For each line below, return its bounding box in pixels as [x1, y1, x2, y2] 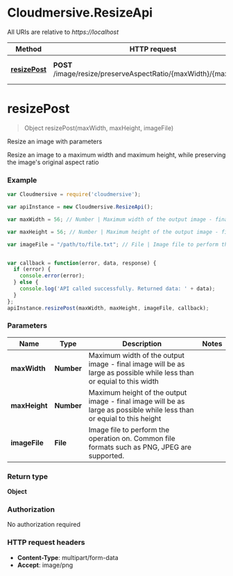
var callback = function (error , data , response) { [7, 260, 157, 267]
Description [122, 339, 162, 348]
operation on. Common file [88, 433, 175, 443]
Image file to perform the [88, 424, 170, 434]
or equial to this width [88, 376, 159, 386]
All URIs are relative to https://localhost [7, 28, 119, 36]
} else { [13, 279, 39, 286]
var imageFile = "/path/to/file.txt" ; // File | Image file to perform [7, 241, 218, 248]
